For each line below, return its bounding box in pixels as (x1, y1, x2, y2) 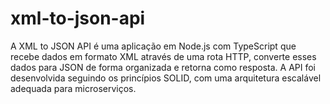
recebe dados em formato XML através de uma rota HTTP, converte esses (10, 50, 317, 62)
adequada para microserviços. (10, 82, 137, 94)
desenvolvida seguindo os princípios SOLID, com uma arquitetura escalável (10, 72, 322, 84)
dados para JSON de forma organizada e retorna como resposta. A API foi (10, 61, 316, 73)
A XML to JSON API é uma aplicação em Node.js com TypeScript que (10, 40, 297, 52)
